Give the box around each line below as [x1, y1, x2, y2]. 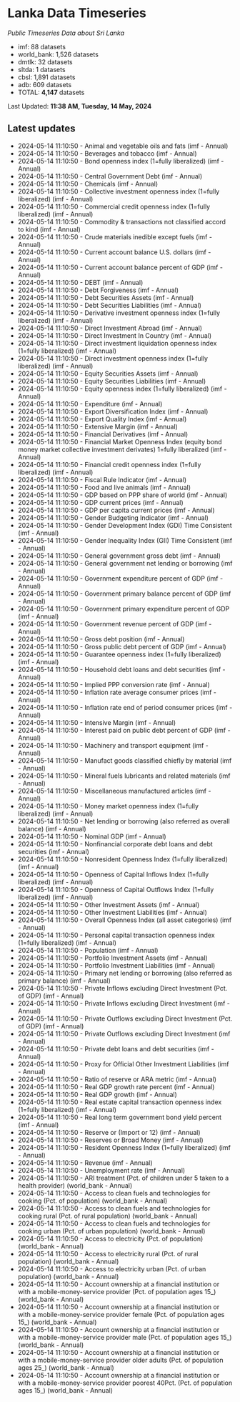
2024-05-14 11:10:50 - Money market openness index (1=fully [17, 801, 199, 810]
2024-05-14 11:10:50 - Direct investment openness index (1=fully [17, 354, 209, 362]
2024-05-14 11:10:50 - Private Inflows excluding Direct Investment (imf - [17, 998, 231, 1008]
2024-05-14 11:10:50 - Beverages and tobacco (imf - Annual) [17, 149, 198, 158]
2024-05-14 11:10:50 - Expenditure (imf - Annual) [17, 399, 163, 408]
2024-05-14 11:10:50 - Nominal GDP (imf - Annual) [17, 832, 166, 841]
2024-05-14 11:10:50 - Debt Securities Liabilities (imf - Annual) [17, 301, 202, 309]
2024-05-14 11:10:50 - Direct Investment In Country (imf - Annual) [17, 331, 212, 340]
